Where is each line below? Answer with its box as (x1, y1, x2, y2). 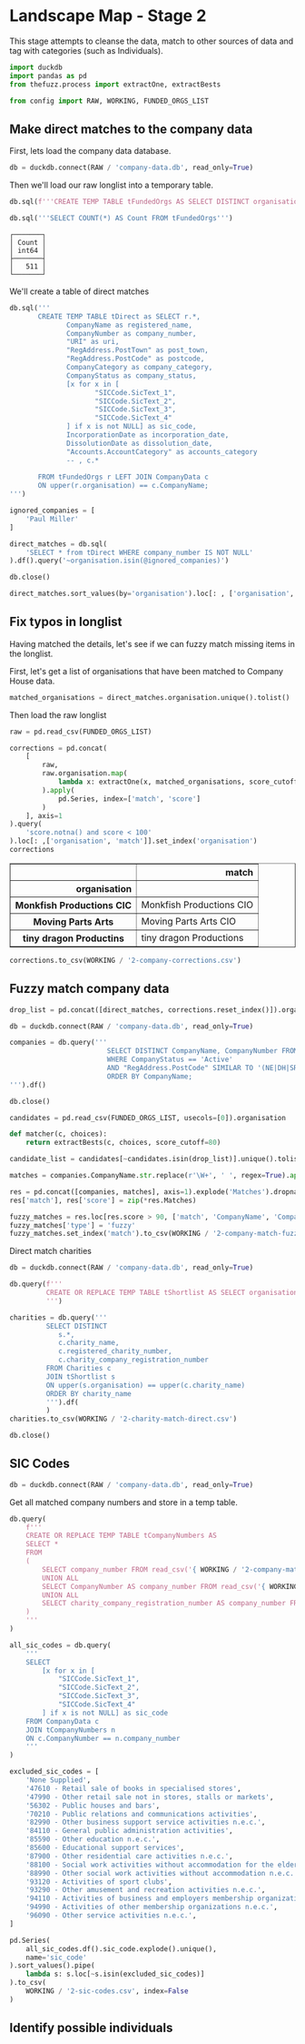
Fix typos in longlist (9, 614, 123, 630)
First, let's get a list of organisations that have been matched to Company (9, 665, 284, 676)
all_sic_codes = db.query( (9, 1640, 112, 1650)
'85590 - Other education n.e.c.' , (25, 1835, 161, 1844)
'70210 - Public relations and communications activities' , (25, 1809, 258, 1818)
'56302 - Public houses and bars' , (25, 1801, 161, 1810)
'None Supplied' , (25, 1776, 92, 1785)
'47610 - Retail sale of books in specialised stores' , (25, 1784, 242, 1793)
